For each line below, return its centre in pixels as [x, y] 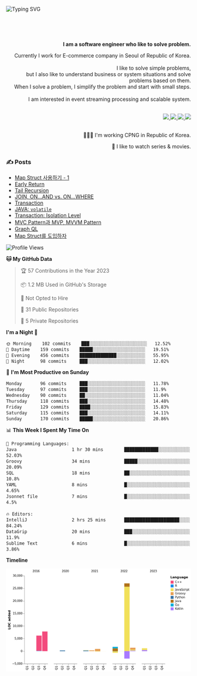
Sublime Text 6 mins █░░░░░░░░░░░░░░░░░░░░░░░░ [98, 543]
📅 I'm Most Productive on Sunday [47, 372]
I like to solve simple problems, [154, 68]
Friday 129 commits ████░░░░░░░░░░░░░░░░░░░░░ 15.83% [87, 407]
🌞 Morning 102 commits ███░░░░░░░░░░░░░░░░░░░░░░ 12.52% [89, 344]
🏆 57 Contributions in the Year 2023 [65, 271]
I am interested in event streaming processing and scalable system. [110, 99]
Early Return [30, 184]
